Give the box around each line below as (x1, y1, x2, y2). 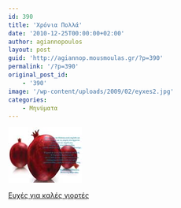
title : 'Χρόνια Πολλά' (8, 20, 83, 29)
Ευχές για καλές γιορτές (8, 191, 90, 200)
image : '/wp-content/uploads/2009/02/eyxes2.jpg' (8, 87, 175, 95)
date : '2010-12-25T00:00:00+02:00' (8, 29, 125, 37)
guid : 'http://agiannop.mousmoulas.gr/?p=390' (8, 54, 164, 62)
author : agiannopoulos (8, 38, 83, 46)
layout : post (8, 46, 51, 54)
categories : (8, 95, 47, 104)
